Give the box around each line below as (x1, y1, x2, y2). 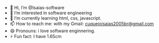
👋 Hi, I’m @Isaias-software (9, 5, 65, 10)
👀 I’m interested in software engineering (9, 10, 92, 16)
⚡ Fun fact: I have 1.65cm (9, 34, 62, 39)
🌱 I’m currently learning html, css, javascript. (9, 15, 102, 21)
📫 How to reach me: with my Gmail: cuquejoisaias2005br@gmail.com (9, 21, 154, 27)
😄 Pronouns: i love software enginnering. (9, 28, 96, 34)
